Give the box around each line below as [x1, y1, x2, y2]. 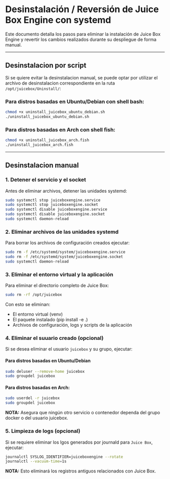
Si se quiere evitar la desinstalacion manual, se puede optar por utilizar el [5, 74, 158, 80]
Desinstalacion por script [5, 61, 87, 70]
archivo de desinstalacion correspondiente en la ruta [5, 80, 115, 86]
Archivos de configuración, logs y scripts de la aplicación [12, 322, 133, 328]
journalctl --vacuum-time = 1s [5, 459, 67, 464]
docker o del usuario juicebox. [5, 415, 68, 421]
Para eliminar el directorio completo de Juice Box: [5, 282, 109, 289]
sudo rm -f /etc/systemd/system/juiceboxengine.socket [5, 254, 123, 259]
